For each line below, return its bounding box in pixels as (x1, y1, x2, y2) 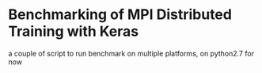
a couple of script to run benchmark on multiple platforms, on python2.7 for (8, 48, 255, 58)
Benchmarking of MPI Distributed (8, 6, 232, 24)
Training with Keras (8, 22, 139, 40)
